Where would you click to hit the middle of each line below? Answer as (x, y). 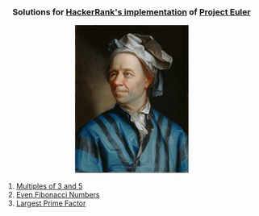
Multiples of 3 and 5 (49, 186)
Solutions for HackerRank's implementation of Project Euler (132, 12)
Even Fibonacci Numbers (58, 195)
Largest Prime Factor (51, 203)
